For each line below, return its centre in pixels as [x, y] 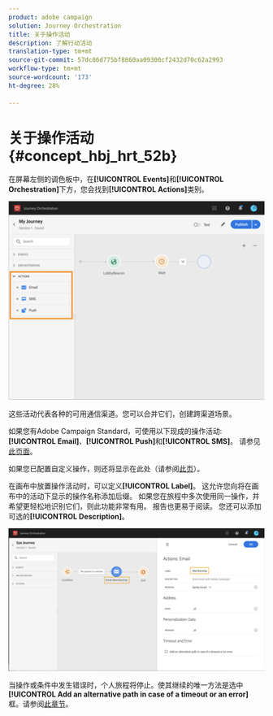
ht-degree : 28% [34, 85]
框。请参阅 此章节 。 [41, 704]
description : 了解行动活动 [50, 43]
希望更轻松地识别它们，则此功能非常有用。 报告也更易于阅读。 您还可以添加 [135, 506]
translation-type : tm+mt [50, 52]
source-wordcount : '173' [50, 77]
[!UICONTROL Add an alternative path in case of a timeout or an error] [129, 694]
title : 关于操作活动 [39, 34]
